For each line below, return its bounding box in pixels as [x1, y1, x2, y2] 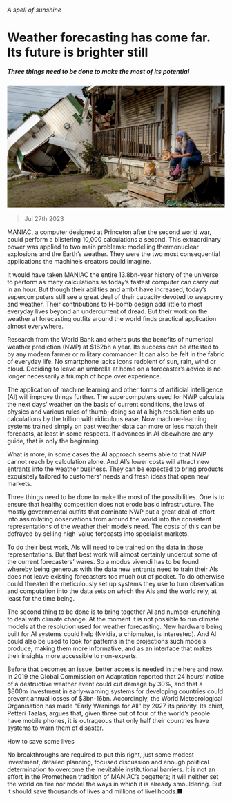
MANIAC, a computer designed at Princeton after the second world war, [7, 228, 212, 236]
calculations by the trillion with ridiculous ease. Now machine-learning [7, 415, 207, 423]
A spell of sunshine [7, 6, 62, 14]
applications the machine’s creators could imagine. [7, 258, 152, 266]
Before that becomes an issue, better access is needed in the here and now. [7, 665, 224, 673]
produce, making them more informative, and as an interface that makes [7, 644, 213, 653]
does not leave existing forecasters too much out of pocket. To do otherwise [7, 572, 224, 581]
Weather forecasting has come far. [7, 30, 211, 45]
